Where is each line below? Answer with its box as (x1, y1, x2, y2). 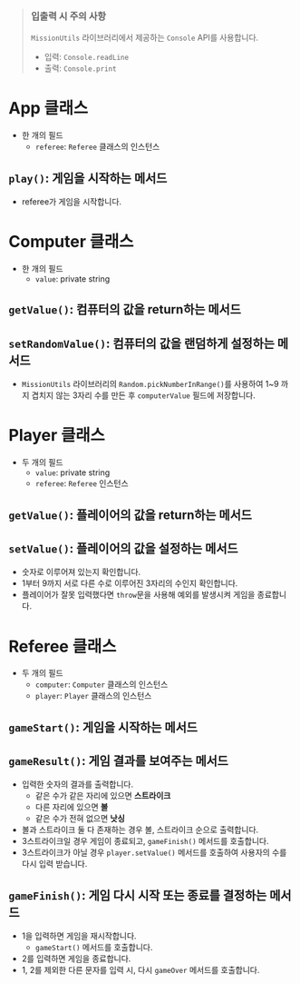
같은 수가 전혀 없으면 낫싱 (34, 813, 126, 824)
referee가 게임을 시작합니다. (21, 196, 122, 207)
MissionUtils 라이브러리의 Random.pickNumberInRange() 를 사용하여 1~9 (21, 379, 279, 390)
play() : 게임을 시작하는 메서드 (8, 170, 168, 185)
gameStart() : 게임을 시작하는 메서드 (8, 720, 198, 735)
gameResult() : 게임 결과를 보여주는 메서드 (8, 753, 228, 769)
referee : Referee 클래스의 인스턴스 (34, 141, 160, 153)
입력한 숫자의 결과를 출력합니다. (21, 779, 133, 790)
